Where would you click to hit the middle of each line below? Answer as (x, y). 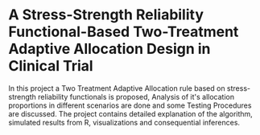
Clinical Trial (51, 66)
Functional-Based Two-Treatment (124, 32)
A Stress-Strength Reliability (106, 15)
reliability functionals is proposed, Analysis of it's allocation (136, 96)
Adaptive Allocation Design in (109, 49)
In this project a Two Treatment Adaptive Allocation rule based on (117, 88)
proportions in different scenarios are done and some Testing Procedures (130, 105)
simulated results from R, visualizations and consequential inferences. (124, 122)
